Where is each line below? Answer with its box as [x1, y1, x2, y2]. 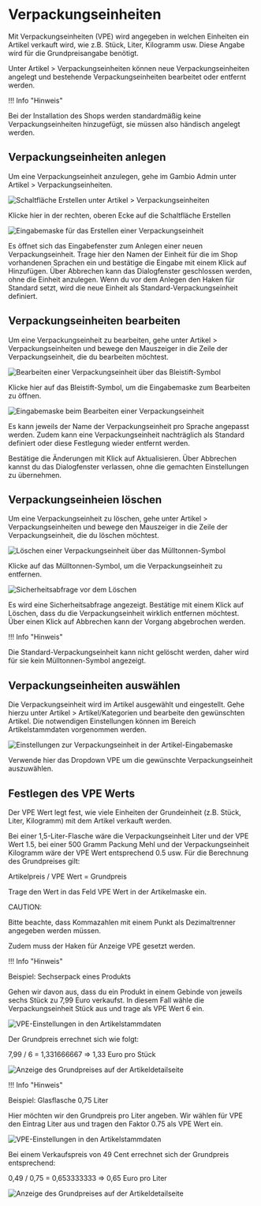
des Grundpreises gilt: [8, 857, 80, 865]
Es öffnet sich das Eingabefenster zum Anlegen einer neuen [8, 241, 203, 250]
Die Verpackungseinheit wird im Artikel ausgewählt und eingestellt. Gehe [8, 700, 245, 709]
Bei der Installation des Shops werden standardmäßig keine [8, 110, 201, 120]
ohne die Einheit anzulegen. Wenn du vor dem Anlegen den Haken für [8, 274, 235, 284]
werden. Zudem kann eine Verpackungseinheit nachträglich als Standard [8, 430, 244, 439]
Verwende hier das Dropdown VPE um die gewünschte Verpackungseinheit [8, 756, 253, 765]
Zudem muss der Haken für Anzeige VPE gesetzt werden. [8, 941, 196, 950]
